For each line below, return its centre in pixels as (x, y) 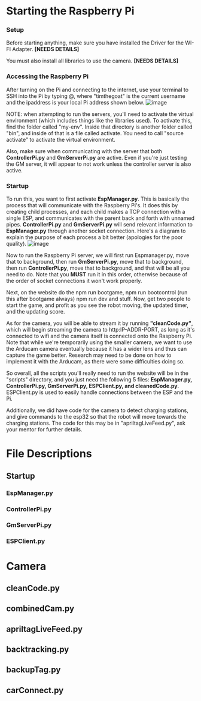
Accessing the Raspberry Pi (47, 76)
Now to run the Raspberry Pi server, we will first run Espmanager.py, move (98, 255)
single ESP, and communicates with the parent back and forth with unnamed (100, 218)
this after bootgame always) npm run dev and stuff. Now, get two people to (98, 299)
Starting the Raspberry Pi (70, 11)
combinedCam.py (40, 609)
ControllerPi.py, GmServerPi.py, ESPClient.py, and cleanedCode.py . (93, 386)
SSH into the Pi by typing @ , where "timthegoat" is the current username (96, 96)
